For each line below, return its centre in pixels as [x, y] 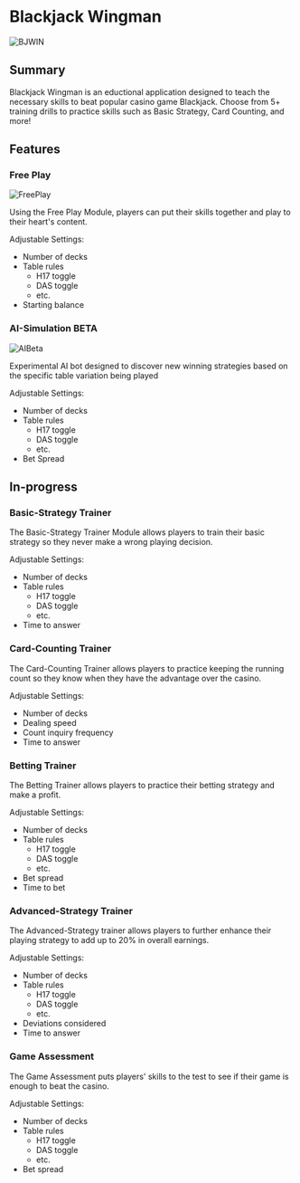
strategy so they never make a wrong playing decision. [111, 542]
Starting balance [53, 305]
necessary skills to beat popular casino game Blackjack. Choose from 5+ [145, 101]
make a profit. [35, 795]
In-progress [44, 487]
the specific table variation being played [84, 375]
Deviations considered [64, 1024]
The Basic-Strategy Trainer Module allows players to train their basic [137, 532]
